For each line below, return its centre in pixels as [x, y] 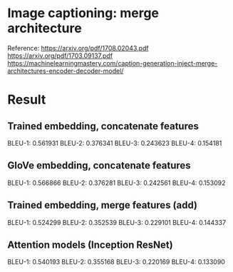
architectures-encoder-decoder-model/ [66, 71]
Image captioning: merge [83, 13]
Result [27, 100]
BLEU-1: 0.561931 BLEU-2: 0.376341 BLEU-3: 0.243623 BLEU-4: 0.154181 [115, 143]
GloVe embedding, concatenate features [99, 166]
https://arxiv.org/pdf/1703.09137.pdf [60, 56]
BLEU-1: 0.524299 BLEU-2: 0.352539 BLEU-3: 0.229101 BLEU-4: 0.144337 [117, 222]
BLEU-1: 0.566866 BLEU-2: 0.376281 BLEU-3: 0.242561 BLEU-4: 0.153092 [116, 183]
